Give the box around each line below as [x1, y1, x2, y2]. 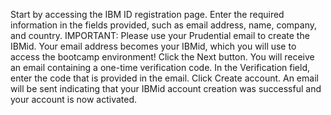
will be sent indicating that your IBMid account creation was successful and [10, 83, 322, 94]
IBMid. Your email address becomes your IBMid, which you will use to [10, 40, 297, 52]
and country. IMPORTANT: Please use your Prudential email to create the [10, 30, 310, 41]
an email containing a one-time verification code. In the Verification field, [10, 62, 311, 73]
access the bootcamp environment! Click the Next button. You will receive [10, 51, 315, 63]
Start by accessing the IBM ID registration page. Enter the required [10, 9, 285, 20]
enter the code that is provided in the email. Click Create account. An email [10, 72, 319, 84]
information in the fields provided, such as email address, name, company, [10, 19, 318, 31]
